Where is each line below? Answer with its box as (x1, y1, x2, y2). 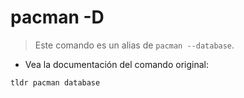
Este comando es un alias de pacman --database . (34, 39, 235, 51)
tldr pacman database (10, 77, 101, 88)
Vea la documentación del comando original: (24, 58, 209, 70)
